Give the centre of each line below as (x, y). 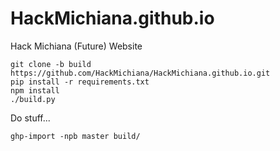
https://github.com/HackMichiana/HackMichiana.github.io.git (140, 73)
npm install (35, 90)
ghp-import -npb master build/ (75, 136)
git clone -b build (51, 64)
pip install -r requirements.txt (80, 82)
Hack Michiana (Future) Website (76, 46)
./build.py (33, 99)
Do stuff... (30, 118)
